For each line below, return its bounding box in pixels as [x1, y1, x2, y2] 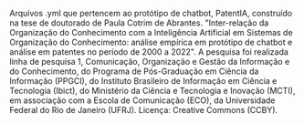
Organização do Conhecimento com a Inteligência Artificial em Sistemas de [9, 27, 294, 37]
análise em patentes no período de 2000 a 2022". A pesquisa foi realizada [9, 46, 289, 57]
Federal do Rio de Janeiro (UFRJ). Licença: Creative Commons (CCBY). [9, 105, 278, 115]
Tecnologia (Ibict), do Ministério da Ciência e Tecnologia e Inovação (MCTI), [9, 86, 296, 96]
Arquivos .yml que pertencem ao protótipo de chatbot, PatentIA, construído [9, 8, 293, 18]
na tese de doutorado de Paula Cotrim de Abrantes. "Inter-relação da [9, 17, 269, 28]
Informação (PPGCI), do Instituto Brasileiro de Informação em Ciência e [9, 76, 278, 86]
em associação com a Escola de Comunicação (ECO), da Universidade [9, 95, 276, 106]
